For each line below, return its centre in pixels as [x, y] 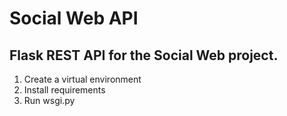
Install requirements [64, 90]
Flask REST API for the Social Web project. [144, 55]
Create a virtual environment [82, 79]
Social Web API [74, 18]
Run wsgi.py [49, 100]
